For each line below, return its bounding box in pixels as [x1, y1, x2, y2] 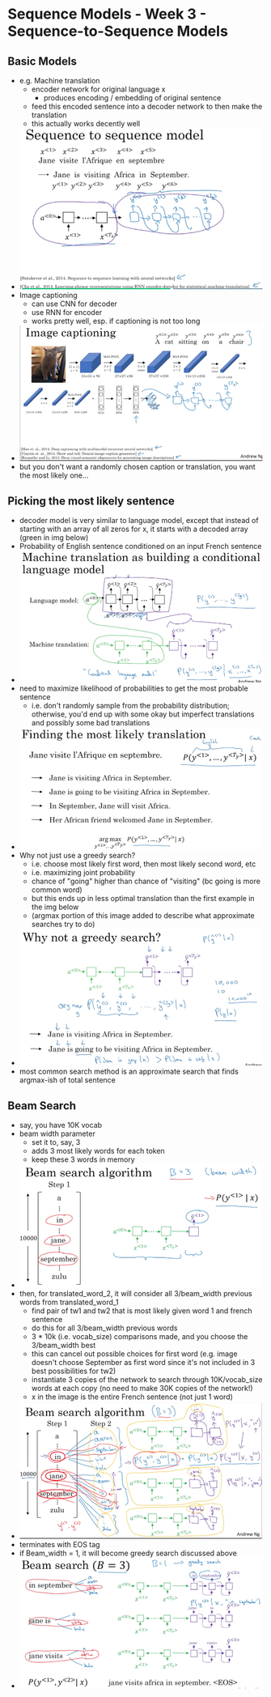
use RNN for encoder [31, 308, 103, 317]
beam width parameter [19, 1129, 96, 1138]
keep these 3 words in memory [31, 1155, 135, 1164]
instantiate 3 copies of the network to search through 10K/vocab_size [31, 1375, 263, 1384]
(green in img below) [19, 533, 89, 542]
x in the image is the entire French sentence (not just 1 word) [31, 1392, 234, 1401]
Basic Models [7, 54, 78, 68]
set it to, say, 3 [31, 1138, 81, 1147]
